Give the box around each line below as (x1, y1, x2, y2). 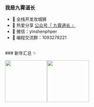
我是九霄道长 (5, 4, 36, 11)
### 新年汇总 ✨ (5, 50, 37, 56)
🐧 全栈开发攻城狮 (12, 16, 47, 22)
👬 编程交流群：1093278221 (12, 35, 67, 41)
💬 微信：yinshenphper (12, 28, 57, 35)
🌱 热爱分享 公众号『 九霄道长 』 (12, 22, 76, 28)
